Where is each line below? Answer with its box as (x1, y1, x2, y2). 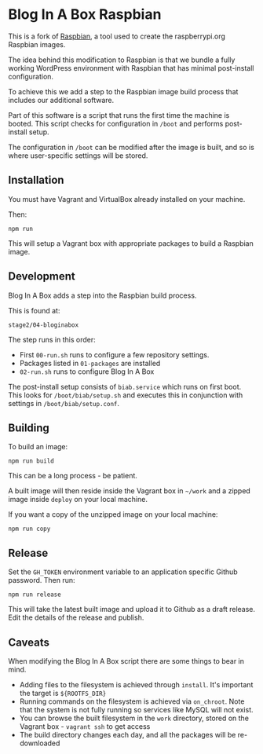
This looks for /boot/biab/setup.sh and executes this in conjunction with (8, 390, 243, 400)
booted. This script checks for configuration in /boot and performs (8, 119, 224, 128)
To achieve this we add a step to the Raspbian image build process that (8, 86, 239, 96)
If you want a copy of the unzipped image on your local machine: (8, 510, 218, 519)
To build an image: (8, 442, 68, 452)
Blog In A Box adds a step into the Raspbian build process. (8, 291, 197, 300)
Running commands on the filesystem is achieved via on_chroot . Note (19, 697, 245, 706)
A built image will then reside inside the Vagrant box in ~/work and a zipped (8, 486, 251, 496)
